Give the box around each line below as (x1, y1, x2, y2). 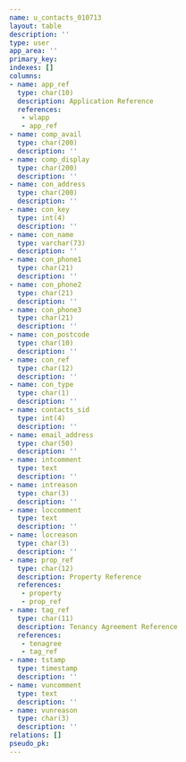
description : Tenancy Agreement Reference (17, 622, 178, 631)
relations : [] (9, 731, 63, 740)
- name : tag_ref (9, 606, 70, 615)
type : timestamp (17, 664, 78, 673)
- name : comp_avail (9, 130, 82, 139)
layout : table (9, 22, 63, 31)
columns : (9, 72, 42, 81)
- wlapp (21, 113, 50, 122)
